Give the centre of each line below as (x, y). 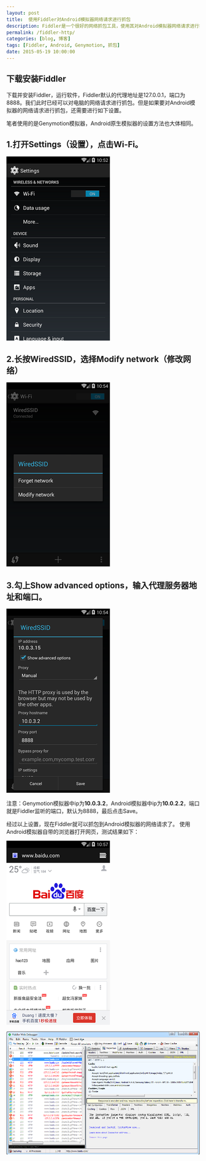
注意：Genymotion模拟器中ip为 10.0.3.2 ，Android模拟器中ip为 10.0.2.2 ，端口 (103, 803)
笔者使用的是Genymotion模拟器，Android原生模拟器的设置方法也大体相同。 (101, 123)
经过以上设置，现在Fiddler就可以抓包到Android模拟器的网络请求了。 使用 (98, 824)
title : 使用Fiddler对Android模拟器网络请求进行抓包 (68, 19)
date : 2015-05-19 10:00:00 (41, 52)
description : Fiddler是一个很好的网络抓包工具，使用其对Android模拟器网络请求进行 (103, 26)
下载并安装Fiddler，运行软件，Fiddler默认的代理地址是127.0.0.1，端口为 (96, 94)
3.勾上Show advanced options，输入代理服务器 (97, 585)
